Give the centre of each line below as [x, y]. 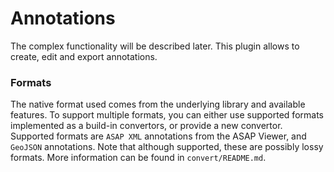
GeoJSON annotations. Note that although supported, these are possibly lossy [167, 147]
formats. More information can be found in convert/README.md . [138, 158]
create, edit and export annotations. [84, 56]
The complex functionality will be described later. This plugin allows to [155, 46]
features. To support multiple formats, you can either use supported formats [167, 115]
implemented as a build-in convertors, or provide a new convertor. [146, 126]
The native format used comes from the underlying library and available [158, 104]
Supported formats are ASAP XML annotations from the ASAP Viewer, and [158, 136]
